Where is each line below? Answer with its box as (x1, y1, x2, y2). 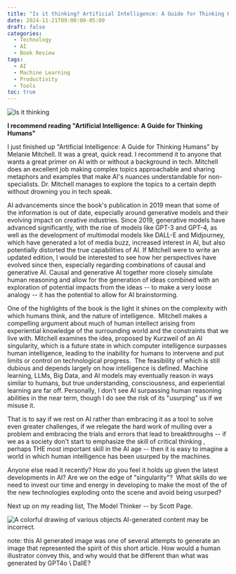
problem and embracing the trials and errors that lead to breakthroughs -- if (7, 430, 227, 438)
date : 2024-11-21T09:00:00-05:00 (7, 17, 105, 24)
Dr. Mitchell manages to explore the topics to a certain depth (41, 180, 216, 188)
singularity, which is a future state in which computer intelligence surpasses (7, 341, 227, 350)
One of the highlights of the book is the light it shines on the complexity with (7, 304, 228, 313)
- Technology (13, 37, 52, 44)
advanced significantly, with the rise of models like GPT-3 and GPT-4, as (7, 223, 218, 232)
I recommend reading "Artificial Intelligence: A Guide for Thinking (7, 122, 203, 130)
